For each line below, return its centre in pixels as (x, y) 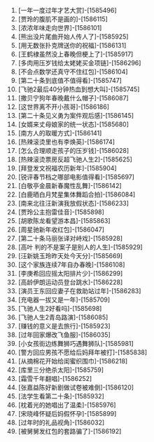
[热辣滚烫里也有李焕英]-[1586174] (66, 142)
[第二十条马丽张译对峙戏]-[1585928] (70, 238)
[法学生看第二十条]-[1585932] (61, 396)
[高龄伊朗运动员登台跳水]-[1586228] (70, 282)
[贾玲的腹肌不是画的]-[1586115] (63, 19)
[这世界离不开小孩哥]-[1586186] (64, 107)
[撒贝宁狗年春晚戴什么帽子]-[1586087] (73, 98)
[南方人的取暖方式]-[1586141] (60, 133)
